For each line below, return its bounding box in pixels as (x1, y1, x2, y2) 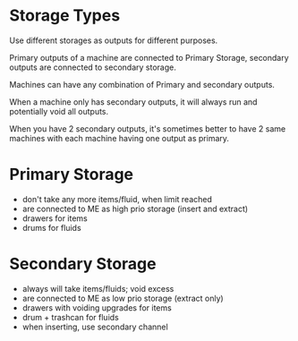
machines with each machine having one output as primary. (9, 132, 230, 143)
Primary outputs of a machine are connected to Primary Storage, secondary (9, 52, 289, 63)
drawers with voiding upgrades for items (21, 302, 172, 313)
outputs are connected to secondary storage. (9, 62, 176, 72)
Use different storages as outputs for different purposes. (9, 35, 218, 46)
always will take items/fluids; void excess (21, 283, 175, 294)
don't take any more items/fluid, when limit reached (21, 193, 213, 204)
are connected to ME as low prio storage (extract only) (21, 293, 224, 303)
